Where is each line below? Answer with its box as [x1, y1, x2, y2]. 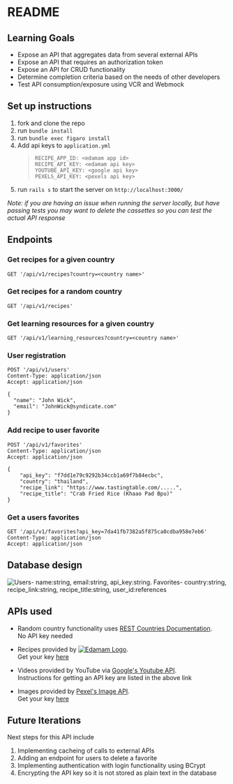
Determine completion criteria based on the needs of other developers [17, 73, 220, 81]
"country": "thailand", [20, 478, 89, 485]
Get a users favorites [7, 512, 80, 522]
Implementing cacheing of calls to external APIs [17, 746, 155, 755]
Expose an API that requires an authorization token [17, 58, 163, 66]
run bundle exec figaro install [17, 133, 110, 142]
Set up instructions [7, 101, 92, 112]
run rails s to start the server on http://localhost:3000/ [17, 185, 183, 193]
